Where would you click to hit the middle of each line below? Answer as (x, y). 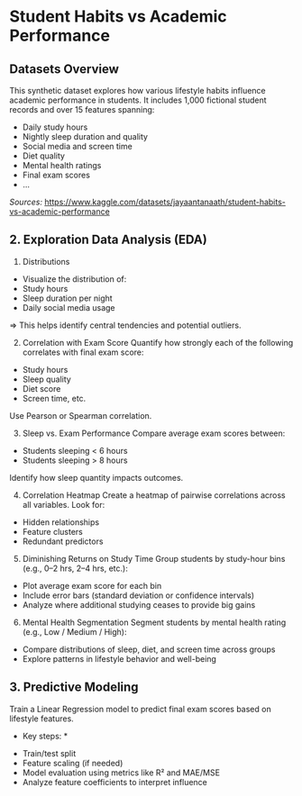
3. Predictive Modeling (74, 687)
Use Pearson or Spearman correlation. (81, 415)
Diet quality (44, 156)
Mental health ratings (62, 165)
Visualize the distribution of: (74, 279)
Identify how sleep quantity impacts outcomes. (96, 477)
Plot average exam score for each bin (92, 585)
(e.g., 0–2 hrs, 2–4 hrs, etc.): (75, 568)
